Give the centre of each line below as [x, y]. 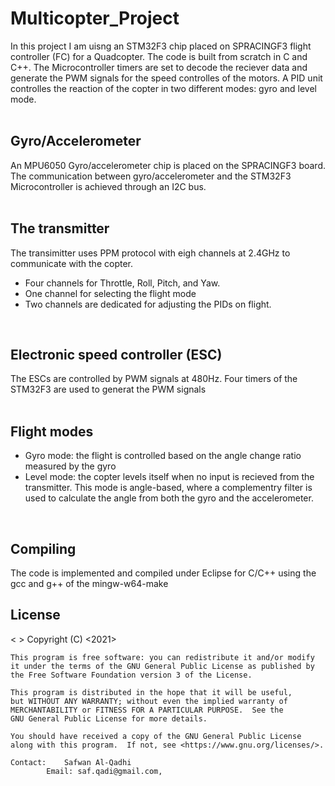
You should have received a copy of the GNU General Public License [156, 736]
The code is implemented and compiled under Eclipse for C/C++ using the [163, 573]
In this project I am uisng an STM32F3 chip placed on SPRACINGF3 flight [161, 46]
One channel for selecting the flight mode [110, 293]
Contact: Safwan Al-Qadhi [71, 762]
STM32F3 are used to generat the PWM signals [108, 389]
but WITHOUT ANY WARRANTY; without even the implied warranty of [149, 701]
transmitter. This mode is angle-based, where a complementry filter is [168, 488]
